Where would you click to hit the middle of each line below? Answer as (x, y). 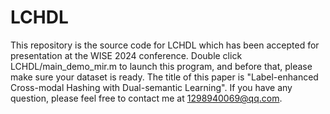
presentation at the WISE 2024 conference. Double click (126, 55)
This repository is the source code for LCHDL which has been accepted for (165, 45)
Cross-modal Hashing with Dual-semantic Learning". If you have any (151, 87)
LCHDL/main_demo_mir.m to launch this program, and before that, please (161, 66)
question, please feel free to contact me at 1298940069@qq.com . (146, 98)
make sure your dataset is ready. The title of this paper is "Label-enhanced (164, 77)
